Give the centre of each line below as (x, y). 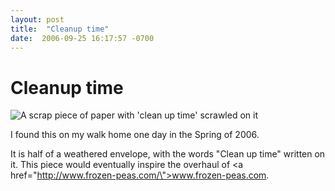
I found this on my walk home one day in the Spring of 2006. (135, 135)
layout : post (37, 19)
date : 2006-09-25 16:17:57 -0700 (82, 38)
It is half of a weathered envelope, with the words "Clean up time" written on (168, 154)
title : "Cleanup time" (60, 29)
